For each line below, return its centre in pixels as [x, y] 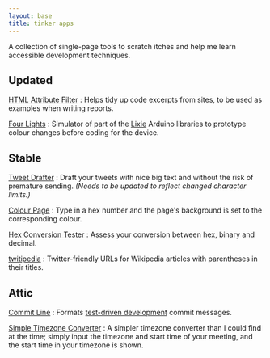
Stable [25, 158]
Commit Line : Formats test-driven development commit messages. [120, 312]
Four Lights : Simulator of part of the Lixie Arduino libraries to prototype [127, 124]
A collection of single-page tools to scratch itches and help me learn [122, 46]
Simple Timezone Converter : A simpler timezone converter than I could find [135, 327]
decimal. [23, 243]
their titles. [26, 267]
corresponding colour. [45, 219]
